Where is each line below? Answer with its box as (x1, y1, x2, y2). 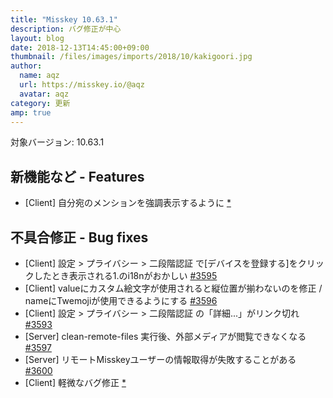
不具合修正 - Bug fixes (10, 229, 149, 246)
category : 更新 (10, 98, 71, 108)
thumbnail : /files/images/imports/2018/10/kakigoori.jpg (10, 52, 253, 62)
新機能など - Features (10, 168, 145, 185)
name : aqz (19, 71, 60, 81)
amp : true (10, 107, 52, 118)
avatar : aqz (19, 89, 70, 99)
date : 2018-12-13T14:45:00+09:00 (10, 42, 150, 53)
